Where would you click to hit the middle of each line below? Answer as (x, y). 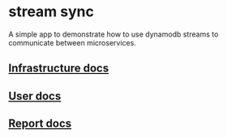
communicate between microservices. (72, 42)
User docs (35, 96)
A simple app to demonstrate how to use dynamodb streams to (113, 34)
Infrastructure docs (59, 69)
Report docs (40, 124)
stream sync (51, 12)
